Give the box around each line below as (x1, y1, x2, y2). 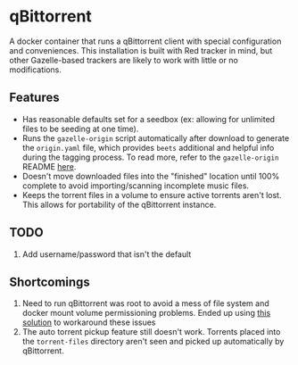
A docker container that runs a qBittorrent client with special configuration (9, 36, 282, 46)
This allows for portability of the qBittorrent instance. (21, 199, 217, 210)
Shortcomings (9, 274, 91, 289)
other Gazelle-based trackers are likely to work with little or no (9, 54, 238, 65)
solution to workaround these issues (21, 317, 156, 328)
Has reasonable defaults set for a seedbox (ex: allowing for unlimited (21, 113, 275, 124)
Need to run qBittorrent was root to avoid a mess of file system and (21, 298, 269, 309)
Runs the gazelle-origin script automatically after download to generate (21, 132, 290, 144)
